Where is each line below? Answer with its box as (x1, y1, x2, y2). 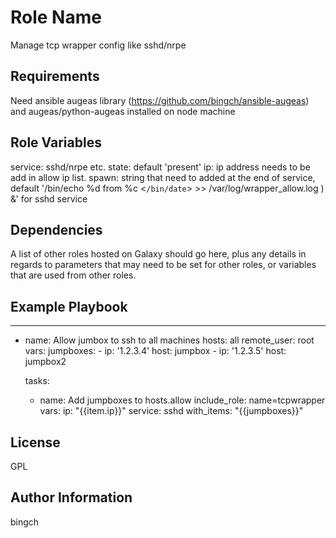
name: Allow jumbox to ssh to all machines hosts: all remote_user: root (24, 334, 315, 346)
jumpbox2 (24, 356, 67, 368)
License (10, 434, 61, 451)
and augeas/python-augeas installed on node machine (10, 105, 236, 117)
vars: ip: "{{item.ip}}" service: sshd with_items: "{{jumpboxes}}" (39, 405, 304, 417)
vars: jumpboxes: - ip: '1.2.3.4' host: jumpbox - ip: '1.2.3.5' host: (24, 345, 287, 357)
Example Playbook (10, 298, 128, 315)
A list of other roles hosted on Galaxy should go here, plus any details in (10, 248, 307, 260)
